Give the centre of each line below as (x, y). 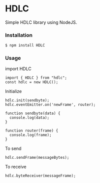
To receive (16, 167)
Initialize (14, 91)
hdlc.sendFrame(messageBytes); (37, 158)
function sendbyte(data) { (33, 114)
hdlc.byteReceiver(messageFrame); (41, 176)
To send (13, 148)
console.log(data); (30, 118)
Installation (19, 35)
